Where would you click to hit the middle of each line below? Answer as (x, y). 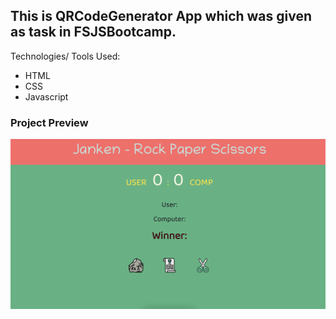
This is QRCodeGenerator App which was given (161, 16)
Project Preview (49, 122)
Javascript (46, 96)
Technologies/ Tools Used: (65, 56)
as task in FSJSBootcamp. (93, 32)
